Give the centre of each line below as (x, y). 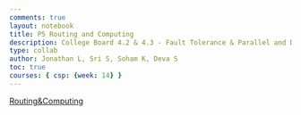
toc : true (28, 68)
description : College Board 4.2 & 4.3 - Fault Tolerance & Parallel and (148, 42)
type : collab (34, 51)
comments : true (38, 17)
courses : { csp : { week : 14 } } (66, 76)
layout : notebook (42, 26)
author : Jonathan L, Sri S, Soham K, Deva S (94, 59)
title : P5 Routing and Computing (72, 34)
